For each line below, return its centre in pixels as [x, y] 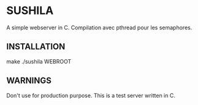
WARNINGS [29, 81]
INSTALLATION [36, 47]
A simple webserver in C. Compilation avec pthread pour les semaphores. [99, 27]
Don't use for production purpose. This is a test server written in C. [91, 95]
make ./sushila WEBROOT [39, 61]
